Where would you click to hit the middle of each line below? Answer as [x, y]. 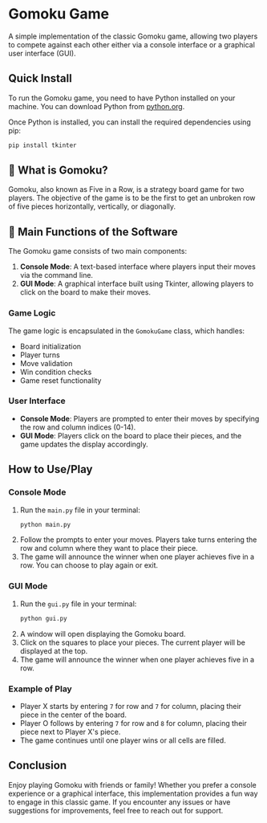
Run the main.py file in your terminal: [80, 510]
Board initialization [51, 346]
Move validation [46, 363]
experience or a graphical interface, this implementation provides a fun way [133, 793]
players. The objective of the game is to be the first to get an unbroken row [132, 198]
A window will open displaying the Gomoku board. [103, 634]
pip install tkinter [43, 145]
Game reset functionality [61, 380]
